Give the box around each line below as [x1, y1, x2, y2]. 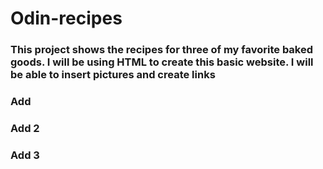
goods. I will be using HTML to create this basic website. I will [10, 55, 314, 69]
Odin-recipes [10, 7, 123, 30]
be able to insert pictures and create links [10, 68, 216, 82]
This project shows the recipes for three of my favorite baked [10, 43, 314, 57]
